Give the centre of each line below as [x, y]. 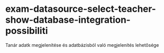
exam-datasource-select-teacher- [81, 9]
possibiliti [27, 31]
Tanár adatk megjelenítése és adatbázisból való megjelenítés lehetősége [82, 45]
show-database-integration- [68, 20]
